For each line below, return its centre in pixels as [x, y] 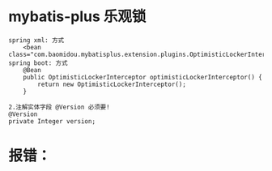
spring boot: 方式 [38, 63]
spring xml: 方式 [36, 40]
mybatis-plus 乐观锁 [77, 17]
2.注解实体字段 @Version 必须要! [59, 107]
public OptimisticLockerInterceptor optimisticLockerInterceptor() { [143, 77]
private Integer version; [52, 121]
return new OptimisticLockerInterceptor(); [112, 84]
